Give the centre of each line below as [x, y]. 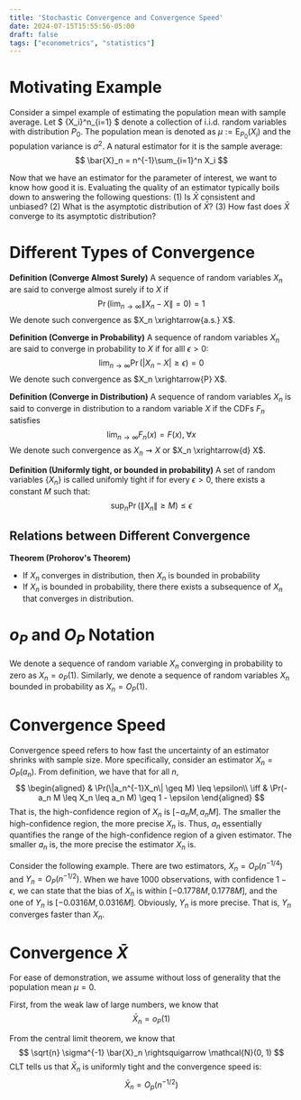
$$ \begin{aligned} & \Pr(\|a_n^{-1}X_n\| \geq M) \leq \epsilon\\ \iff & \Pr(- [151, 788]
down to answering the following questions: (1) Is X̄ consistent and [132, 197]
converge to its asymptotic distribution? [82, 216]
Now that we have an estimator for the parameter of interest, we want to [143, 178]
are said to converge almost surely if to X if [89, 289]
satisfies [25, 420]
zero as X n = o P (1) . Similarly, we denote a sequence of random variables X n [150, 676]
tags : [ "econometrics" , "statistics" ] [82, 43]
